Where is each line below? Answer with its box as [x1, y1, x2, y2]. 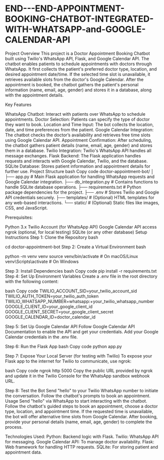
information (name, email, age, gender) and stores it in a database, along [5, 87, 152, 93]
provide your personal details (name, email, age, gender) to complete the [5, 419, 153, 425]
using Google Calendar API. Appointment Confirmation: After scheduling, [5, 137, 152, 143]
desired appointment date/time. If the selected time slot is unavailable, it [5, 71, 150, 77]
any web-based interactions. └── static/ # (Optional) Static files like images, [5, 200, 160, 205]
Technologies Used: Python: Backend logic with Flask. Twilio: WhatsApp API [5, 434, 159, 439]
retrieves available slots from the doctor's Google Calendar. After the [5, 77, 144, 82]
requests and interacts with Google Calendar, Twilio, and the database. [5, 158, 148, 164]
